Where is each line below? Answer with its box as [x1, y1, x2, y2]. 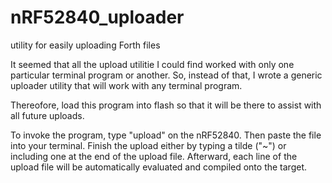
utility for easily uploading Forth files [10, 39, 161, 51]
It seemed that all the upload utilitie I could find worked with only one [10, 58, 295, 70]
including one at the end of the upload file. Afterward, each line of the [10, 150, 298, 162]
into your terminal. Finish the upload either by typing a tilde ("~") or [10, 139, 287, 151]
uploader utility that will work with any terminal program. [10, 79, 243, 91]
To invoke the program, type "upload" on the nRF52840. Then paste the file [10, 129, 322, 141]
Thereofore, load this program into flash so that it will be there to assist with [10, 99, 322, 111]
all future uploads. [10, 109, 85, 121]
